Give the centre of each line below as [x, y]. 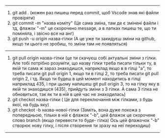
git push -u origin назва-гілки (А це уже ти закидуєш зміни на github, [84, 39]
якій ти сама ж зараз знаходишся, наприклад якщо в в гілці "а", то [82, 68]
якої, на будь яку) [30, 105]
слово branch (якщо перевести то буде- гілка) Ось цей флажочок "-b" [86, 120]
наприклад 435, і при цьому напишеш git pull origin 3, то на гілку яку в [86, 84]
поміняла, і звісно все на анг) [43, 33]
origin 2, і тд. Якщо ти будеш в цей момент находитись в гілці [76, 79]
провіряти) [24, 18]
